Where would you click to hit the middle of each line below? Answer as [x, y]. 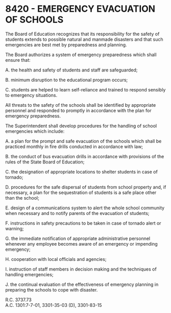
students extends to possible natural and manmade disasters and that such [84, 39]
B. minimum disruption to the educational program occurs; [67, 80]
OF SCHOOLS [34, 20]
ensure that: [18, 60]
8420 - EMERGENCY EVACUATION [80, 9]
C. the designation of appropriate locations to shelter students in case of [82, 172]
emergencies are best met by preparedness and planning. [66, 44]
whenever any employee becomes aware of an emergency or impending [82, 244]
